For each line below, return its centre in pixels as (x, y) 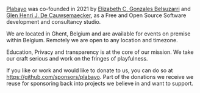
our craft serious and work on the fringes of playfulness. (77, 58)
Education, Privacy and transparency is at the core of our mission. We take (100, 52)
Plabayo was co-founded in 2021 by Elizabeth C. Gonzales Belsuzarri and (98, 9)
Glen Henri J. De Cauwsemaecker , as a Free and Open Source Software (96, 15)
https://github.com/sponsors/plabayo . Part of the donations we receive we (100, 77)
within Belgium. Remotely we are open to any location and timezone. (92, 40)
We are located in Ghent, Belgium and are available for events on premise (98, 34)
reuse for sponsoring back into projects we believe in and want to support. (100, 83)
